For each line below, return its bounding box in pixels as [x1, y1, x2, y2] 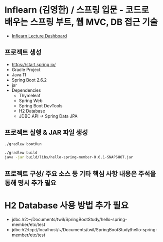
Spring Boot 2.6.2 [11, 77, 47, 83]
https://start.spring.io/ [11, 61, 56, 67]
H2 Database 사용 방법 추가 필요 [4, 200, 129, 211]
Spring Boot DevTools [18, 103, 63, 108]
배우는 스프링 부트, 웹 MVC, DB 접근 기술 [4, 17, 158, 28]
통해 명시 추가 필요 [4, 178, 56, 187]
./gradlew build [4, 150, 37, 156]
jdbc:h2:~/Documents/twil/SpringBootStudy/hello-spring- [11, 216, 127, 222]
